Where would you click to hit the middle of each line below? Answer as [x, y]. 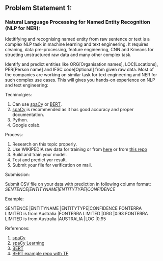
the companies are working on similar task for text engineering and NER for [81, 74]
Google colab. [26, 125]
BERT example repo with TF [40, 253]
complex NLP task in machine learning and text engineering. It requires [77, 44]
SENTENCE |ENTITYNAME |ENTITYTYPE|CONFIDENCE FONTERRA [74, 208]
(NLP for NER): [23, 28]
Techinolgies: [19, 94]
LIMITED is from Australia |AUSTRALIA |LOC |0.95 [56, 219]
